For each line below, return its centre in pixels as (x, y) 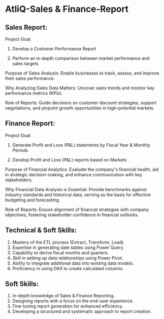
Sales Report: (26, 27)
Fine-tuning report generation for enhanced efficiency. (67, 306)
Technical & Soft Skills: (41, 230)
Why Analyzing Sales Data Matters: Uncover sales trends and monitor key (80, 88)
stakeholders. (19, 180)
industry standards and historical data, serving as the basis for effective (78, 195)
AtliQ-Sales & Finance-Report (67, 9)
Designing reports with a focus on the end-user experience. (73, 301)
